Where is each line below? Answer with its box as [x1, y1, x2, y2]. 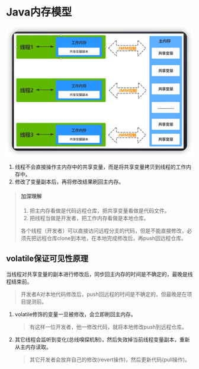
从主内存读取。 [14, 343, 52, 351]
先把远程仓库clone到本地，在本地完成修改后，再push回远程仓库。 [25, 234, 187, 241]
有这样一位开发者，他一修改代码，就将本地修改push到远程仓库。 [29, 323, 188, 330]
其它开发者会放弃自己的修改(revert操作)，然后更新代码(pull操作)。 [29, 356, 191, 363]
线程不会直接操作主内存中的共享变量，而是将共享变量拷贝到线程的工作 [14, 163, 187, 170]
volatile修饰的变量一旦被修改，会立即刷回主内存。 [14, 310, 136, 318]
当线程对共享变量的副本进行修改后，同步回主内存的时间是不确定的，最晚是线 [6, 270, 193, 277]
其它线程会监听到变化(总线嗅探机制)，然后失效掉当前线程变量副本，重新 [14, 336, 191, 343]
